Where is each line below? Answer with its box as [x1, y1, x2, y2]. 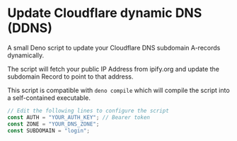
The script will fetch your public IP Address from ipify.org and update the [7, 64, 219, 73]
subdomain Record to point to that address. [7, 72, 134, 81]
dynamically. [7, 51, 45, 60]
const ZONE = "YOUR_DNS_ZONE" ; [7, 120, 100, 128]
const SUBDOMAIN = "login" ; [7, 127, 91, 134]
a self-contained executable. [7, 94, 91, 102]
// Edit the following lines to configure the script [7, 107, 170, 114]
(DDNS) [7, 20, 53, 36]
